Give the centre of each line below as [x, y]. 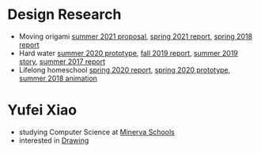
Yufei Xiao [42, 110]
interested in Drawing [54, 140]
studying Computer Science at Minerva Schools [96, 132]
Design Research [64, 15]
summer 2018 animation [58, 78]
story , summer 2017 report [62, 62]
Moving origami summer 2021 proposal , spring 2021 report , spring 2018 [136, 36]
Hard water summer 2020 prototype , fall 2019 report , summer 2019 [129, 53]
